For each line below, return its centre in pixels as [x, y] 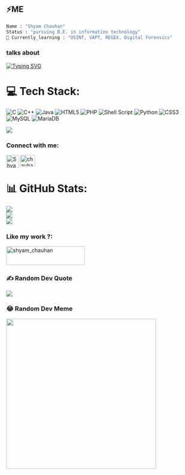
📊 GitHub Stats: [47, 189]
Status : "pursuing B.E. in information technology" [73, 32]
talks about [23, 53]
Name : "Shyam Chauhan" [36, 26]
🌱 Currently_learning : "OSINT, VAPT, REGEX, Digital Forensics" [89, 37]
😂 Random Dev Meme [40, 309]
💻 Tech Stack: [43, 91]
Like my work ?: [29, 237]
